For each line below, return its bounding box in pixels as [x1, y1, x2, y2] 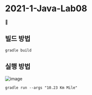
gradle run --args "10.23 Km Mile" [5, 85, 78, 90]
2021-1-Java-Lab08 [5, 3, 88, 14]
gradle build [5, 47, 32, 53]
